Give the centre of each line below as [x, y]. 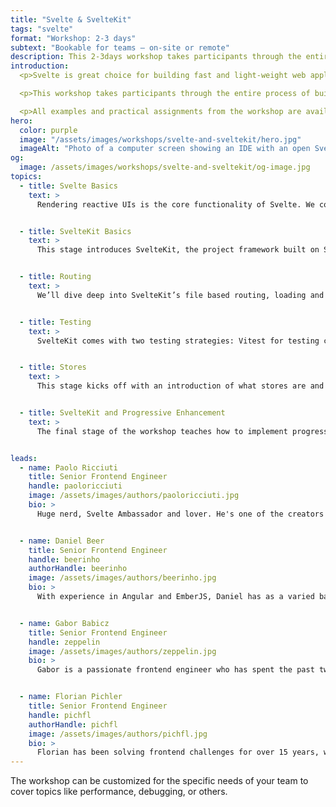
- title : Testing [55, 322]
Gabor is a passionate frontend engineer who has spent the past [175, 670]
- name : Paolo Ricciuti [68, 467]
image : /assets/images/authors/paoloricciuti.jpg [134, 496]
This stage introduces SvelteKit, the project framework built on [178, 250]
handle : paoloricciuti [75, 486]
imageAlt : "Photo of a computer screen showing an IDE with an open [165, 149]
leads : [24, 458]
